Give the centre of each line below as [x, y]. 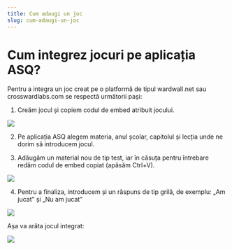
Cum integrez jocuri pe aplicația [101, 55]
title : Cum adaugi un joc [45, 14]
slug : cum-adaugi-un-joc [43, 20]
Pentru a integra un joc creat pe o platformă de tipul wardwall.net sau [107, 89]
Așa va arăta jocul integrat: [46, 226]
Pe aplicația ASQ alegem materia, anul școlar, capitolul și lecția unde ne [120, 137]
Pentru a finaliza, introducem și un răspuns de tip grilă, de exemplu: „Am [121, 192]
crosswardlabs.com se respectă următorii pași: [75, 97]
